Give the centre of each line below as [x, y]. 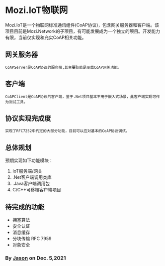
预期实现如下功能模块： [29, 160]
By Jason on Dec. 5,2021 [36, 258]
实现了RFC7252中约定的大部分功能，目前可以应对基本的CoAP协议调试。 [67, 131]
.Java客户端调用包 [31, 184]
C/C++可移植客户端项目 [37, 190]
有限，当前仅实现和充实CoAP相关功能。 [46, 37]
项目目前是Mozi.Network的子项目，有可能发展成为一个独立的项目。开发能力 [83, 31]
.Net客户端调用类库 [32, 177]
